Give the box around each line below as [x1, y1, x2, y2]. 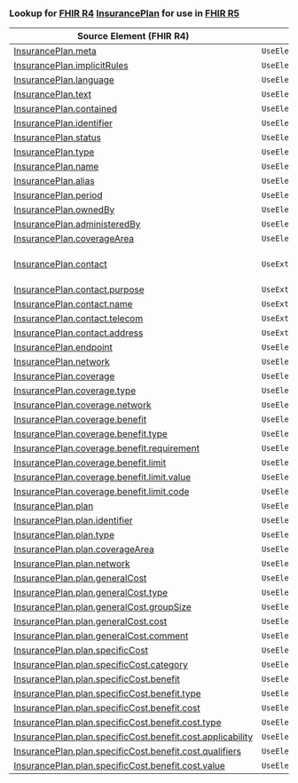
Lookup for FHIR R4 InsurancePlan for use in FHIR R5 [9, 7, 239, 20]
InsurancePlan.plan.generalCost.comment [13, 629, 189, 642]
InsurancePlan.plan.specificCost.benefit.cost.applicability [13, 731, 254, 743]
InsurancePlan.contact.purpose [13, 283, 145, 296]
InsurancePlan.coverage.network [13, 399, 152, 411]
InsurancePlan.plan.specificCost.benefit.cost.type [13, 716, 222, 729]
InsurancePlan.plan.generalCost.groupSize [13, 601, 192, 613]
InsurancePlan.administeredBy [13, 218, 141, 231]
